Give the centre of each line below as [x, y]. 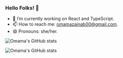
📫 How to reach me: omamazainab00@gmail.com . [65, 24]
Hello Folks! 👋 [22, 8]
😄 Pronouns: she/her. [35, 31]
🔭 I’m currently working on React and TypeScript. [63, 19]
